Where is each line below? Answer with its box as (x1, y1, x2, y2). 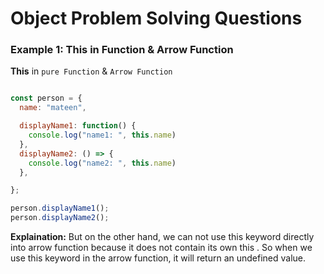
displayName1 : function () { (19, 121, 137, 131)
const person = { (10, 93, 83, 104)
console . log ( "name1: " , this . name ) (28, 130, 177, 141)
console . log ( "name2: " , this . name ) (28, 158, 177, 168)
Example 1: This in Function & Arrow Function (10, 43, 234, 57)
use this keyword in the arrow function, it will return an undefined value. (10, 252, 307, 264)
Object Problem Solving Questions (10, 7, 303, 30)
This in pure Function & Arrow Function (10, 65, 173, 77)
